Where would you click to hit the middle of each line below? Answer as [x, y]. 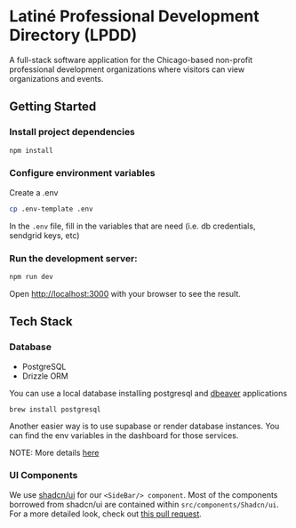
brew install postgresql [55, 409]
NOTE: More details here [54, 452]
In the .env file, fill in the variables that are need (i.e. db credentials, [132, 226]
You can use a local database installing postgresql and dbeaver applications [148, 393]
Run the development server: [73, 258]
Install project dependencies [72, 132]
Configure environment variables [82, 173]
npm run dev [31, 276]
